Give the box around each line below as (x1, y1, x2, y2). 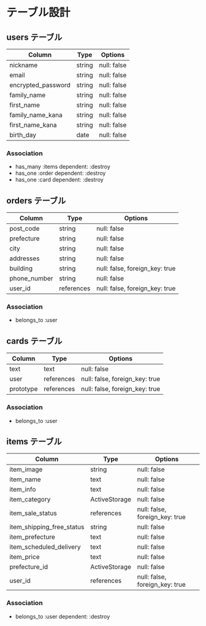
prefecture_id (9, 563, 48, 571)
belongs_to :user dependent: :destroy (15, 612, 110, 620)
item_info (9, 485, 36, 494)
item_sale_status (9, 509, 57, 517)
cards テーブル (6, 336, 63, 346)
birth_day (9, 131, 37, 139)
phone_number (9, 274, 53, 283)
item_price (9, 553, 40, 562)
